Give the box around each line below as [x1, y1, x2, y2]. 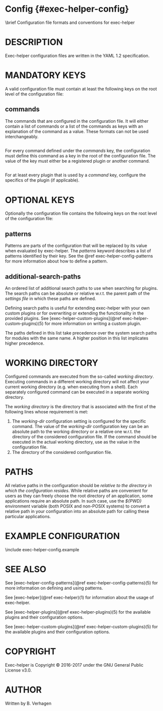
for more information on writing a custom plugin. [44, 320, 142, 326]
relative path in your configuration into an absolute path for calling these [5, 508, 149, 514]
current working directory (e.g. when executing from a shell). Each [5, 384, 138, 390]
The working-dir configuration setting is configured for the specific [12, 418, 147, 424]
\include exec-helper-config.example [5, 546, 80, 552]
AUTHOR [5, 684, 42, 695]
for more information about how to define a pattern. [5, 258, 108, 264]
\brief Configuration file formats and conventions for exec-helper [5, 19, 135, 25]
